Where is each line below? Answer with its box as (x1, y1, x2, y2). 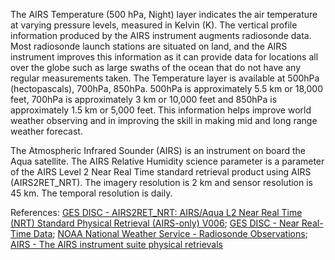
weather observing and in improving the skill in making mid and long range (10, 115, 318, 126)
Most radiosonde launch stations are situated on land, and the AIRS (10, 40, 288, 52)
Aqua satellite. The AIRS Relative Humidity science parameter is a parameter (10, 155, 325, 167)
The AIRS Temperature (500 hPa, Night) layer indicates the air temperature (10, 9, 318, 20)
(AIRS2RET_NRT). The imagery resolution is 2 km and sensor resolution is (10, 177, 313, 188)
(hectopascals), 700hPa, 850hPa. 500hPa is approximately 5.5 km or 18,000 (10, 83, 324, 94)
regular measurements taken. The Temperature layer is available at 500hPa (10, 72, 320, 84)
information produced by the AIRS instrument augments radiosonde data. (10, 30, 312, 41)
